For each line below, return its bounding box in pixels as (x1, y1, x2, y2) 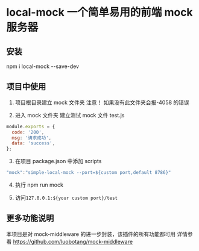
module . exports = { (6, 123, 55, 129)
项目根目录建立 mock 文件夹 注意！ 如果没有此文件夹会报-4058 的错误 (14, 99, 190, 106)
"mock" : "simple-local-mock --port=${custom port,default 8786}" (6, 170, 171, 176)
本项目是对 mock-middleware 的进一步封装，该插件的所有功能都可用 (6, 230, 176, 238)
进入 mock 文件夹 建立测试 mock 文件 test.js (14, 111, 125, 119)
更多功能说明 (6, 213, 54, 223)
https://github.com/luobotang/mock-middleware (13, 238, 133, 245)
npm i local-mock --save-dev (6, 63, 80, 70)
